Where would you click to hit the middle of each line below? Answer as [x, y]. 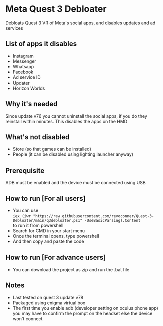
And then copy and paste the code [48, 241]
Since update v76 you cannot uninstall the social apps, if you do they [76, 116]
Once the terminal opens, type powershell [56, 236]
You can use [25, 210]
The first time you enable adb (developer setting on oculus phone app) [86, 308]
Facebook [23, 72]
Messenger [24, 61]
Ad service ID [27, 77]
